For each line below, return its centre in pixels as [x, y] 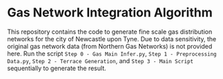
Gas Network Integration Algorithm [110, 13]
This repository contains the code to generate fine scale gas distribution [110, 32]
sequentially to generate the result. [57, 68]
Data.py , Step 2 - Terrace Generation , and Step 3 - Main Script [100, 60]
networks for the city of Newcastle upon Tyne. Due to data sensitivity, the [112, 38]
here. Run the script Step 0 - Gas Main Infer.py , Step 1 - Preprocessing [112, 54]
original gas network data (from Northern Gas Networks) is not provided [110, 46]
